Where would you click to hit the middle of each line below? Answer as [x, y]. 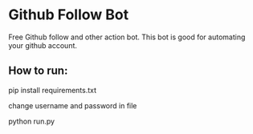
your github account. [43, 45]
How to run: [38, 71]
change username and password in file [73, 105]
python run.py [31, 121]
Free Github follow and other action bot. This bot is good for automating [127, 37]
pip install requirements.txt [53, 90]
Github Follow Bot [69, 15]
